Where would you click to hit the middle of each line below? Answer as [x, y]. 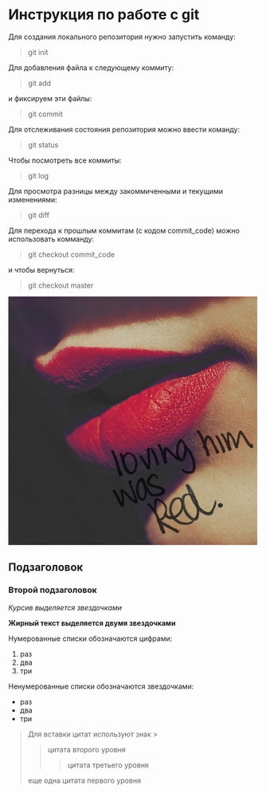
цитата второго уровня [86, 749]
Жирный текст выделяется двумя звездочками [92, 622]
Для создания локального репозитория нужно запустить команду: [122, 37]
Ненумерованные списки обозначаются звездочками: [101, 686]
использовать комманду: [51, 239]
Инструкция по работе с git [104, 15]
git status [43, 144]
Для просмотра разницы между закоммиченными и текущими [116, 191]
